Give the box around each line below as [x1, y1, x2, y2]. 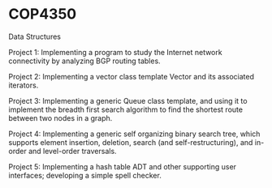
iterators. [8, 80, 39, 90]
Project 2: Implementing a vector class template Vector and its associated [8, 71, 254, 81]
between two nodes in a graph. [8, 113, 113, 122]
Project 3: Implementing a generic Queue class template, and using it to [8, 96, 248, 105]
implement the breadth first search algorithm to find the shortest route [8, 105, 244, 114]
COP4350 [8, 5, 77, 23]
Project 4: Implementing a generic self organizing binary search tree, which [8, 129, 261, 139]
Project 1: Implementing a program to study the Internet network [8, 47, 222, 57]
